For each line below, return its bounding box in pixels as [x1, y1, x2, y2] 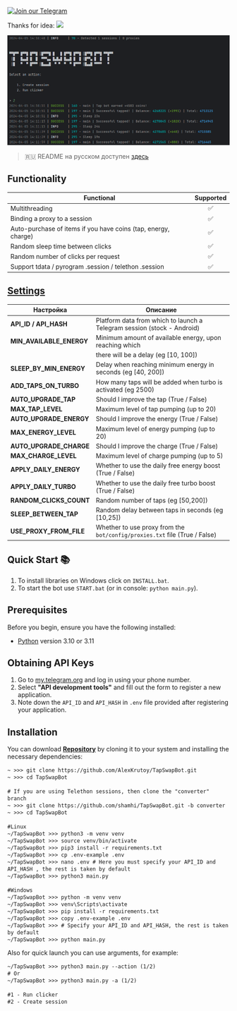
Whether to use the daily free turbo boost [95, 478, 216, 487]
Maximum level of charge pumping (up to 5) [95, 452, 224, 460]
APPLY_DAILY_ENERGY [10, 465, 80, 473]
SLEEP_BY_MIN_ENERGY [10, 364, 86, 373]
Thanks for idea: [7, 21, 55, 30]
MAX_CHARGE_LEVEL [10, 452, 77, 460]
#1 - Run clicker [7, 991, 59, 998]
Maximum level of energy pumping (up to [95, 424, 215, 433]
